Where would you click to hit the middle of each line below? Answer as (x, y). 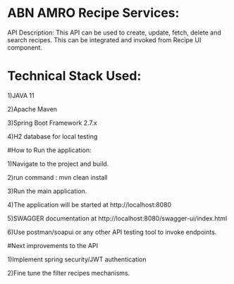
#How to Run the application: (49, 150)
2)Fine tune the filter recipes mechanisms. (69, 273)
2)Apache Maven (32, 109)
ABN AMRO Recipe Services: (93, 13)
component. (25, 47)
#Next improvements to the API (53, 245)
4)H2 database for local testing (53, 136)
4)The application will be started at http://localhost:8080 (90, 204)
